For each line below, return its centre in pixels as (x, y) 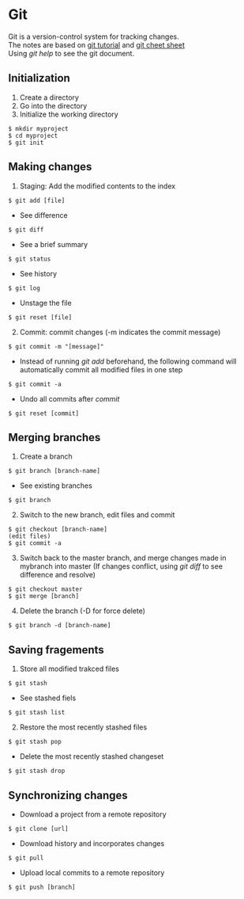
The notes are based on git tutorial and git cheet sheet (97, 44)
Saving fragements (56, 650)
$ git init (26, 143)
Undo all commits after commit (69, 398)
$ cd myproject (33, 135)
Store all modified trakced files (69, 669)
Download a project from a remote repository (93, 814)
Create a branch (46, 456)
